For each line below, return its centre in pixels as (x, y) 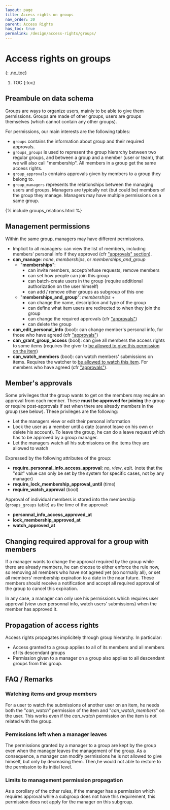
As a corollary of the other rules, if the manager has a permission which (80, 791)
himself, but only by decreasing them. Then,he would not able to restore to (83, 761)
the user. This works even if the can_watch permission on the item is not (81, 716)
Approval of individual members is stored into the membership (70, 499)
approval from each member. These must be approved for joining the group (85, 401)
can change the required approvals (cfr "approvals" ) (82, 318)
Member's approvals (39, 383)
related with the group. (29, 721)
